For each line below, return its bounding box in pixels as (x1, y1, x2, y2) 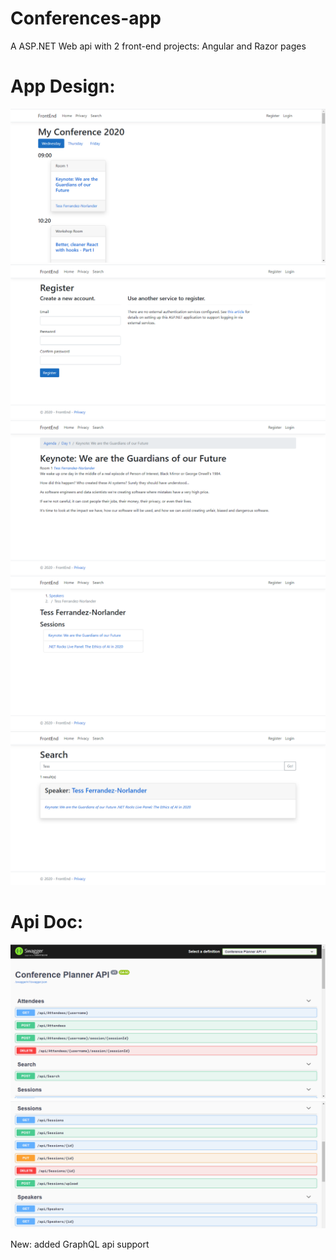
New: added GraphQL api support (10, 1238, 150, 1250)
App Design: (10, 75, 116, 98)
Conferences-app (10, 7, 162, 30)
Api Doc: (10, 911, 83, 934)
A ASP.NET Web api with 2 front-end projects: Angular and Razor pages (10, 40, 307, 52)
